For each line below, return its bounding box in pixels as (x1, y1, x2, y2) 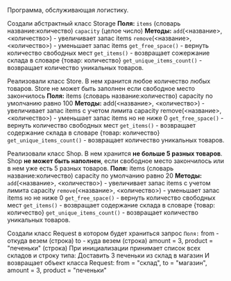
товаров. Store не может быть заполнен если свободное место (7, 85, 196, 92)
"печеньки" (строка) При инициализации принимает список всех (7, 244, 201, 252)
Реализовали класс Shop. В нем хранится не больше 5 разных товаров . (7, 149, 223, 157)
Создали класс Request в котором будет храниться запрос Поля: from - (7, 229, 219, 237)
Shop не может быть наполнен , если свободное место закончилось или (7, 157, 224, 165)
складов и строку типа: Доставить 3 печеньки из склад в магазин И (7, 251, 209, 259)
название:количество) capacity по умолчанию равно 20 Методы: (7, 171, 203, 180)
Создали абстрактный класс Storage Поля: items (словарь (7, 19, 181, 27)
